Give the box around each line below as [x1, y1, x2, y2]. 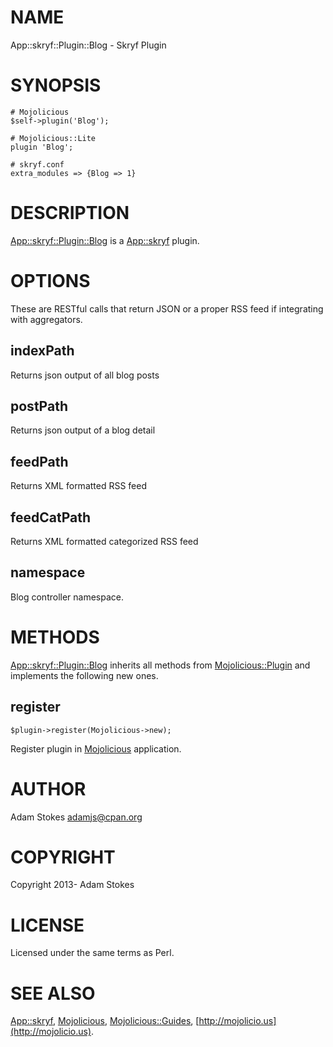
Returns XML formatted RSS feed [10, 480, 148, 492]
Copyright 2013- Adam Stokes [10, 879, 135, 891]
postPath [10, 397, 68, 415]
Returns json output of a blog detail [10, 424, 156, 436]
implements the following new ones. [10, 669, 159, 681]
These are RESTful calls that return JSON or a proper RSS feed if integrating [10, 302, 324, 315]
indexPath [10, 342, 75, 360]
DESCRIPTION [10, 202, 130, 225]
